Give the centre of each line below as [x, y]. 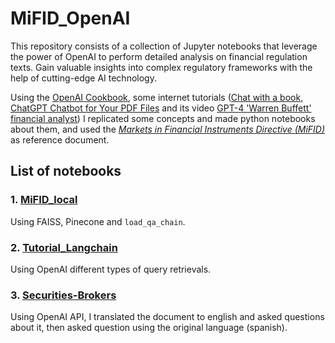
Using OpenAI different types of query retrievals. [111, 269]
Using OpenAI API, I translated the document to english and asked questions [167, 317]
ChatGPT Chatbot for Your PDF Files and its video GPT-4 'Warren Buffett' [161, 108]
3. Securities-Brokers [63, 295]
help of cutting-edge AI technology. [83, 78]
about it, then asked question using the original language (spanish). [149, 328]
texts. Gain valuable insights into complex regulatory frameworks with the [161, 67]
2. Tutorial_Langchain [64, 247]
